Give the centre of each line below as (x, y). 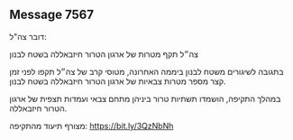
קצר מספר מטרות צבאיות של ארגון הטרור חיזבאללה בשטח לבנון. (118, 81)
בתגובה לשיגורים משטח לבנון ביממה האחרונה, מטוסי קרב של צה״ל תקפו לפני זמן (146, 71)
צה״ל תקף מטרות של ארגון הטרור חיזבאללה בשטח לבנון (104, 54)
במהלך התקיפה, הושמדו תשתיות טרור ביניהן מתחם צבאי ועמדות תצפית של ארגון (145, 98)
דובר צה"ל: (28, 36)
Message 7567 (52, 15)
